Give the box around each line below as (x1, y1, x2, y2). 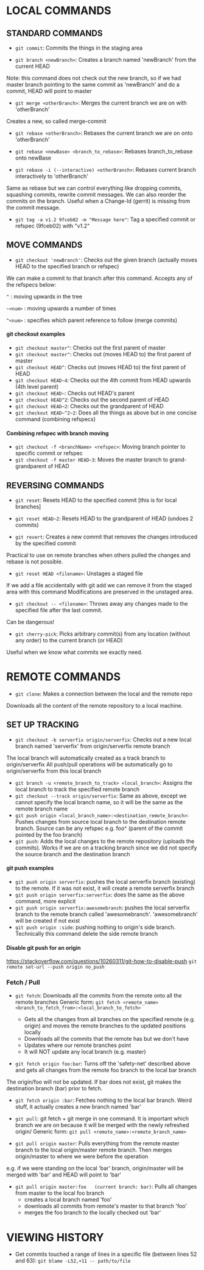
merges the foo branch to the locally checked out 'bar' (24, 1209, 161, 1216)
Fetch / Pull (6, 978, 41, 987)
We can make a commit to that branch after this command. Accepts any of (6, 274, 193, 282)
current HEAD (15, 62, 51, 70)
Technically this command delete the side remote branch (15, 930, 158, 937)
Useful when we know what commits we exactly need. (6, 648, 143, 656)
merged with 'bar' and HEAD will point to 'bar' (6, 1171, 122, 1178)
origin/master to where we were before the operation (15, 1153, 149, 1160)
